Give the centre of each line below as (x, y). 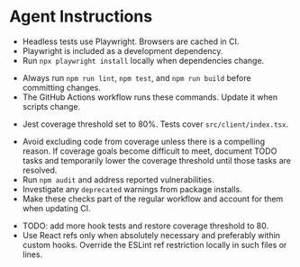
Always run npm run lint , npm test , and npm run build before (136, 77)
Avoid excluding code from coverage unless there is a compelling (144, 141)
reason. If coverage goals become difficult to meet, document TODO (150, 151)
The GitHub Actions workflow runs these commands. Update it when (150, 97)
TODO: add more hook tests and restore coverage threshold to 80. (145, 226)
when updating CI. (56, 208)
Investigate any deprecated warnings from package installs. (132, 189)
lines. (32, 254)
